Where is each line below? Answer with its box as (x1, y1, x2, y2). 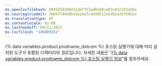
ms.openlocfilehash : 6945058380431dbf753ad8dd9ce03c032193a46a (5, 7, 137, 12)
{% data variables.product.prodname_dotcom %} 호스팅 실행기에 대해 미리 (5, 44, 153, 49)
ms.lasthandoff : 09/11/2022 (5, 25, 63, 30)
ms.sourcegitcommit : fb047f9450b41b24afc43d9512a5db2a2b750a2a (5, 12, 137, 16)
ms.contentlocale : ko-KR (5, 20, 56, 26)
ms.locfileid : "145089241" (5, 30, 60, 34)
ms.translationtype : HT (5, 16, 54, 21)
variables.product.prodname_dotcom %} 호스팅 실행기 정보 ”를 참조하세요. (5, 56, 150, 61)
